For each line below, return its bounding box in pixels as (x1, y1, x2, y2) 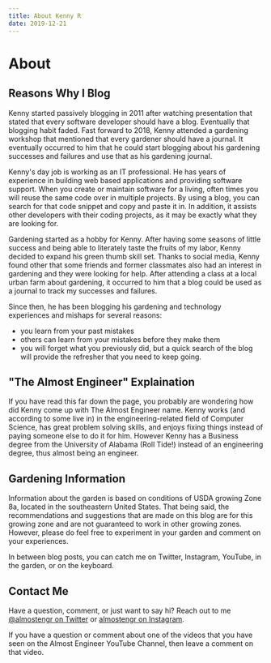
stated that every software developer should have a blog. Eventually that (8, 117, 250, 126)
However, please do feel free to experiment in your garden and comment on (8, 528, 261, 537)
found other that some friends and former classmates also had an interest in (8, 260, 262, 270)
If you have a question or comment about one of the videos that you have (8, 630, 253, 639)
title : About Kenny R (8, 11, 82, 20)
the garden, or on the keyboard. (8, 561, 115, 571)
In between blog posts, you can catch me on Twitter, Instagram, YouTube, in (8, 552, 261, 562)
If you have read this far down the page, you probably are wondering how (8, 396, 254, 406)
